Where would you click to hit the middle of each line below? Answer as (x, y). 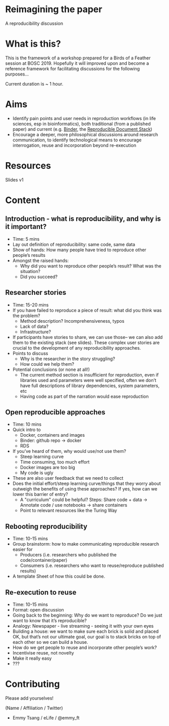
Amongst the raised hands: (41, 260)
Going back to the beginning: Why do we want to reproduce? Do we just (87, 615)
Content (23, 200)
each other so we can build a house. (50, 642)
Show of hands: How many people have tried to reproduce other (79, 250)
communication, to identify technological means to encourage (77, 140)
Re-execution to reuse (41, 592)
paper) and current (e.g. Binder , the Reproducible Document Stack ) (82, 129)
